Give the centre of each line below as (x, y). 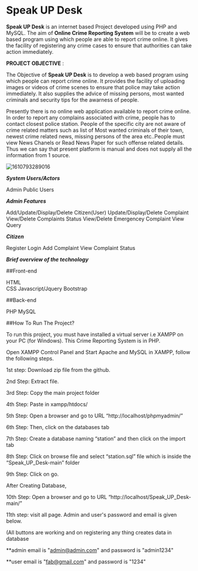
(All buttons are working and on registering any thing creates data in (89, 532)
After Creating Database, (36, 485)
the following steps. (30, 358)
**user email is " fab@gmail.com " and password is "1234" (76, 562)
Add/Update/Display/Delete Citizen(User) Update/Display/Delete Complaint (98, 212)
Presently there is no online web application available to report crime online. (98, 111)
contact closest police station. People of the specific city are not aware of (96, 124)
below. (14, 521)
